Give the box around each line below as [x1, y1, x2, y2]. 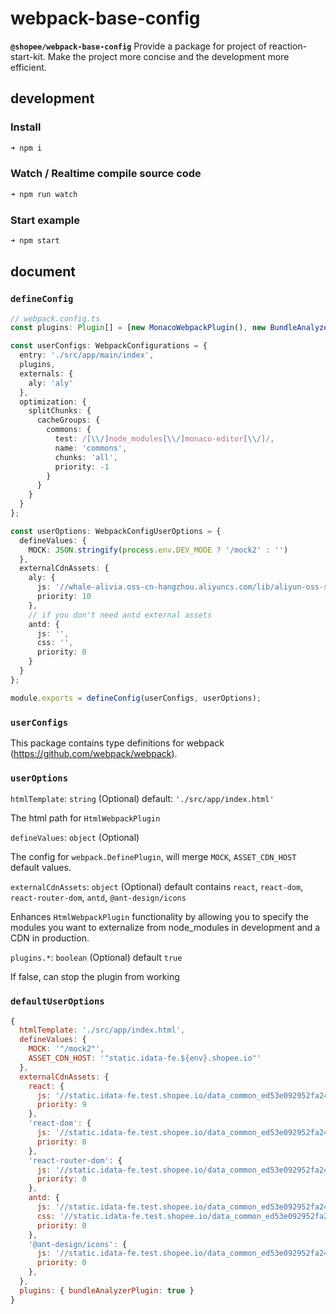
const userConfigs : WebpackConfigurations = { [10, 341, 208, 351]
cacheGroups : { [36, 415, 101, 426]
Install [10, 120, 42, 134]
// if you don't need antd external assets [28, 610, 213, 620]
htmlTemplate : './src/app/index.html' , [19, 1025, 186, 1036]
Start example [10, 213, 80, 227]
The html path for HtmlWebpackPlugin [10, 812, 161, 824]
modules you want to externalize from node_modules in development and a [10, 922, 321, 934]
